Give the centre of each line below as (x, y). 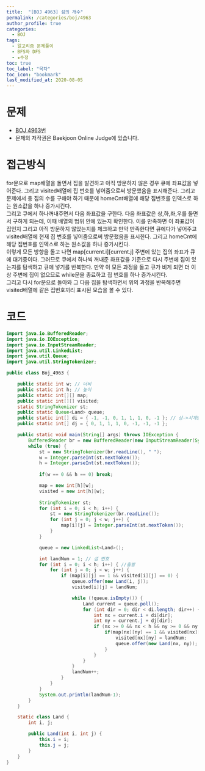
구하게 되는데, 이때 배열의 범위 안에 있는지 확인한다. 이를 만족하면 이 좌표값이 (104, 221)
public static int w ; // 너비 (54, 384)
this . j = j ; (54, 745)
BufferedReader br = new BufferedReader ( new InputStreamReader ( (112, 440)
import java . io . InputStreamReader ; (52, 345)
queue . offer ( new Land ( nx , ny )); (157, 643)
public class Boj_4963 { (38, 373)
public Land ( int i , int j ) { (65, 734)
